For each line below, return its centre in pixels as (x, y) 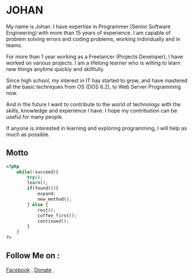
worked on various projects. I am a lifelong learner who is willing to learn (93, 63)
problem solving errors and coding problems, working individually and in (93, 39)
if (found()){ (43, 189)
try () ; (35, 177)
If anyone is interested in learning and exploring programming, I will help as (96, 128)
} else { (38, 204)
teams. (14, 45)
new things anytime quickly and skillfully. (56, 69)
